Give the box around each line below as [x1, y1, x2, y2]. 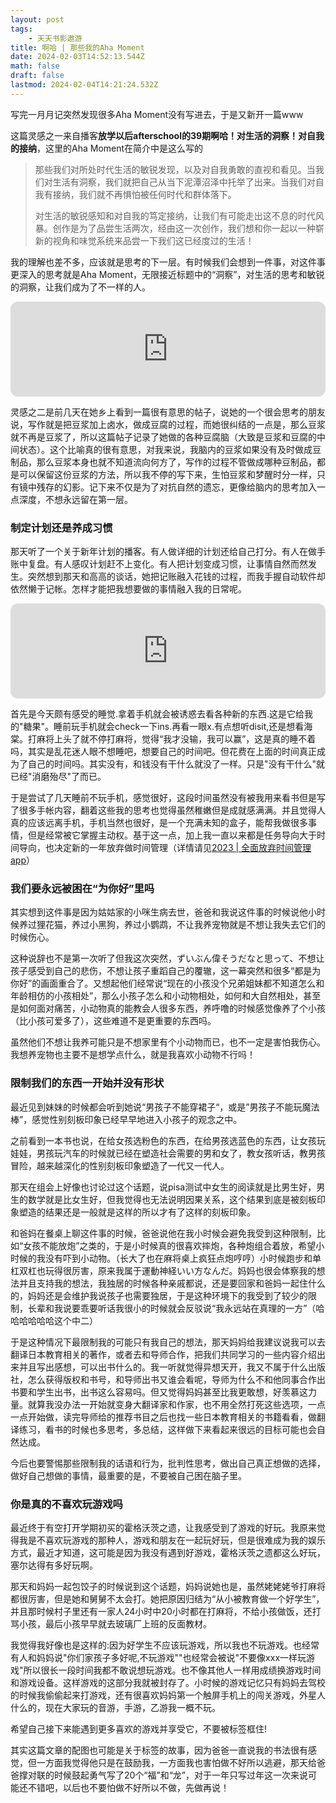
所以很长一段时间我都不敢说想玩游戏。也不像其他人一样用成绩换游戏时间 [23, 1664, 322, 1676]
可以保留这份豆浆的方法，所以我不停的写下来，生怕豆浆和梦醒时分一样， [18, 468, 317, 480]
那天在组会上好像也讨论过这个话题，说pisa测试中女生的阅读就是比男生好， [10, 1181, 317, 1193]
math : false [10, 61, 60, 71]
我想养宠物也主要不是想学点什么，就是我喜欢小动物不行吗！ [10, 1049, 256, 1061]
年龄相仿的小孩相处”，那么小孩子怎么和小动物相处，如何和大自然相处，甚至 [10, 990, 322, 1002]
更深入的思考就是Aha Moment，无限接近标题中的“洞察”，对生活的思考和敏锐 [10, 268, 325, 280]
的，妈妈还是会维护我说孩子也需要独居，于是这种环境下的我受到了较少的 [10, 1289, 308, 1301]
